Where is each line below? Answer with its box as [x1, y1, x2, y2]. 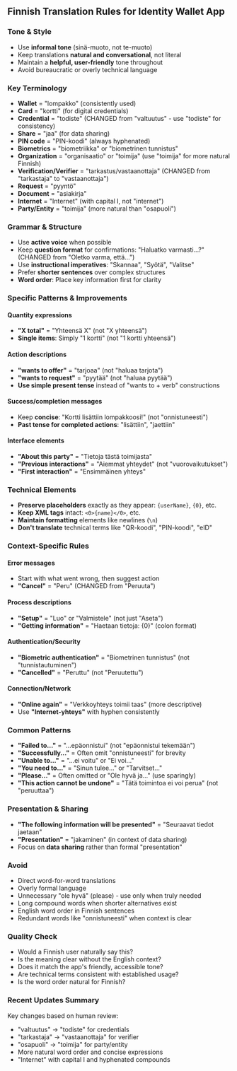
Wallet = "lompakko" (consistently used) [17, 99, 137, 107]
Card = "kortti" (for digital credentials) [17, 106, 129, 115]
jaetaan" [17, 827, 42, 836]
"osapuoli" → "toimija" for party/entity [17, 1040, 129, 1048]
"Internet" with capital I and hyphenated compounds [17, 1055, 171, 1063]
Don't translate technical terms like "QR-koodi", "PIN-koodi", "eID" [17, 523, 213, 532]
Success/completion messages [7, 397, 103, 406]
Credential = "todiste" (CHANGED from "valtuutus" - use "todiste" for [17, 114, 221, 122]
